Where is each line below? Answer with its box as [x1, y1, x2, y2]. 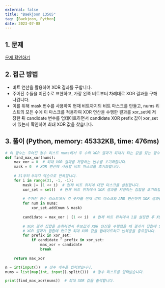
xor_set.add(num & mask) [31, 206, 82, 211]
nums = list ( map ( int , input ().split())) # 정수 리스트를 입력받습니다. [5, 269, 145, 274]
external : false [5, 7, 38, 12]
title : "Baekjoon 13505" [5, 12, 56, 17]
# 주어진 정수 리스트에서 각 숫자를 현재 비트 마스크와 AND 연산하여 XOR [23, 196, 150, 201]
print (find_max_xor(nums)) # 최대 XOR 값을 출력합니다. [5, 278, 115, 284]
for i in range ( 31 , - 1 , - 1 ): [14, 178, 74, 183]
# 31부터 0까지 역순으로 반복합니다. [14, 174, 78, 179]
